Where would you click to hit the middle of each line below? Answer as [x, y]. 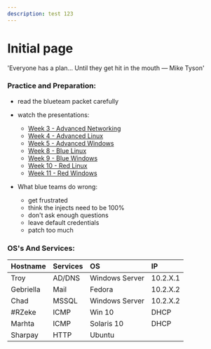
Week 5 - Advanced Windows [71, 143]
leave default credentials [63, 222]
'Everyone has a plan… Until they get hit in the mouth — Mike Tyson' [106, 68]
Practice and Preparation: [52, 86]
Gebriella [26, 289]
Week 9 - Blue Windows [63, 158]
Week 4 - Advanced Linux [66, 136]
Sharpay [25, 335]
